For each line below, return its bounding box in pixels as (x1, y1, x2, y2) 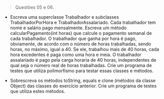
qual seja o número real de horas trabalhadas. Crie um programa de (10, 63, 152, 68)
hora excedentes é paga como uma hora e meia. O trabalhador (10, 52, 142, 58)
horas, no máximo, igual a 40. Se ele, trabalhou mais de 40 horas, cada (10, 46, 159, 52)
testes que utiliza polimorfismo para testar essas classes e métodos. (10, 68, 154, 74)
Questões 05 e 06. (15, 5, 54, 10)
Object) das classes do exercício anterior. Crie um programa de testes (10, 83, 157, 89)
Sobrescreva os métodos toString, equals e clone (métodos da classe (10, 78, 156, 83)
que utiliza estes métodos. (10, 88, 65, 94)
